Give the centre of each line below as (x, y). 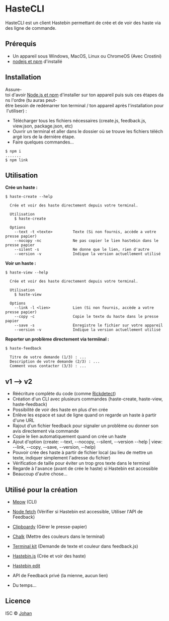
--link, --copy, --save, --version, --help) (54, 447)
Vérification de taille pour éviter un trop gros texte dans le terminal (81, 463)
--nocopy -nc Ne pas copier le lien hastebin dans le (86, 241)
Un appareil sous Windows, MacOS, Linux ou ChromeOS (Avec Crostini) (87, 56)
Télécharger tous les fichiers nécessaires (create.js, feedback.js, (79, 120)
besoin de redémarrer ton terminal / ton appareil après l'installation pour (89, 105)
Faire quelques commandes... (43, 142)
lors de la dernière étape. (49, 136)
